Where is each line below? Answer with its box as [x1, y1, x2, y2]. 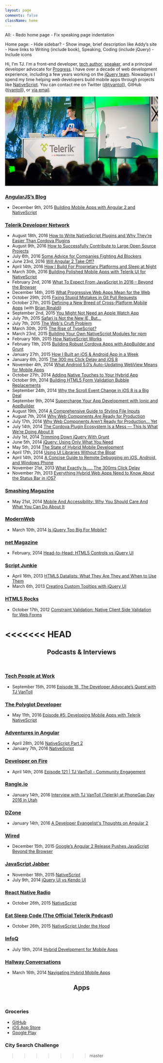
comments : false [5, 13, 38, 18]
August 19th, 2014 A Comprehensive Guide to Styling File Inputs [12, 408, 140, 414]
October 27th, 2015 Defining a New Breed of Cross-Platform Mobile [12, 300, 147, 306]
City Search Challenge [5, 1042, 59, 1048]
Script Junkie [5, 562, 37, 569]
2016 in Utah [12, 797, 38, 803]
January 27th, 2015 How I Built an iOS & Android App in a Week [12, 351, 139, 357]
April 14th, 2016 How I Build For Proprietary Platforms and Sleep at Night [12, 264, 157, 270]
